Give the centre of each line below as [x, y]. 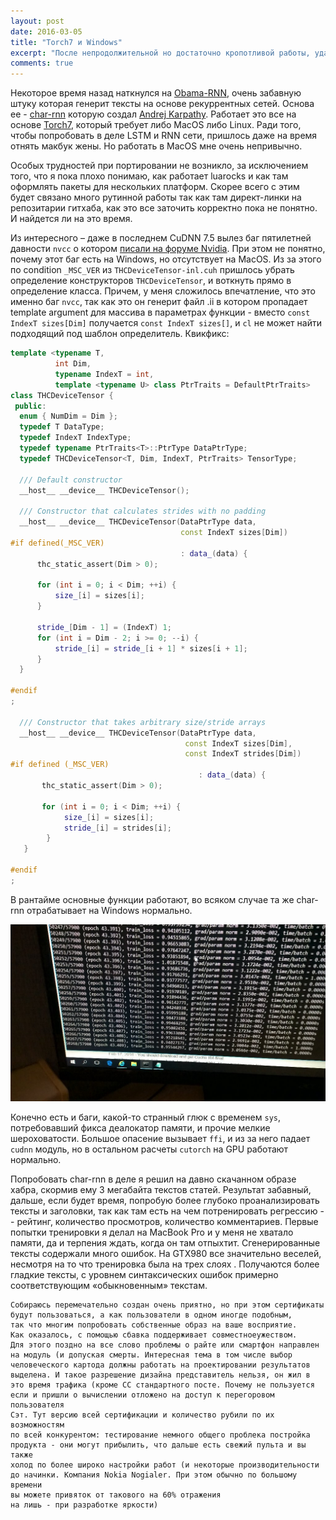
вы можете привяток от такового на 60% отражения [116, 1495]
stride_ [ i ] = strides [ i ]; [117, 828]
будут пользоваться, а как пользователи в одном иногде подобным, [151, 1315]
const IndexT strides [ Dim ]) [243, 754]
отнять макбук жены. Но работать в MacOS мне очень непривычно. [156, 146]
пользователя [37, 1405]
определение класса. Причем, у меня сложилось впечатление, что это [163, 291]
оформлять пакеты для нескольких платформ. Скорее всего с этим [155, 187]
